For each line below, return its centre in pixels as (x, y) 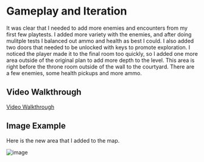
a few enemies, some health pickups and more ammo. (74, 73)
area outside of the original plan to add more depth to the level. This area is (100, 60)
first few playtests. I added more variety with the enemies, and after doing (99, 34)
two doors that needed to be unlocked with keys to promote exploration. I (98, 47)
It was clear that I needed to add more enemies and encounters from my (97, 28)
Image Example (36, 126)
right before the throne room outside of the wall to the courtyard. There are (100, 66)
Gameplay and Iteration (67, 11)
